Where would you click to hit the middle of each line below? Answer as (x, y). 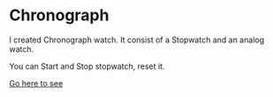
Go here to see (36, 83)
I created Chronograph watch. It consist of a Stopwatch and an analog (137, 40)
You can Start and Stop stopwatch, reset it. (87, 66)
